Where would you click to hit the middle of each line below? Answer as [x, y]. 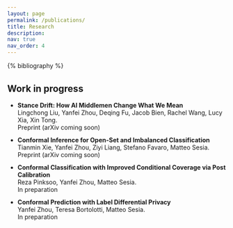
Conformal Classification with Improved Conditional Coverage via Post [121, 168]
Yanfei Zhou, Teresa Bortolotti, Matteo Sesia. [81, 210]
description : [26, 33]
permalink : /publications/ [46, 20]
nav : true [22, 40]
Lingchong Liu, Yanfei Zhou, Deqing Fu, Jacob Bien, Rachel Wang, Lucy [120, 113]
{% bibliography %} [35, 66]
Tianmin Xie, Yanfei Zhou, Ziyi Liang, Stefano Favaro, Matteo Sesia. [113, 147]
